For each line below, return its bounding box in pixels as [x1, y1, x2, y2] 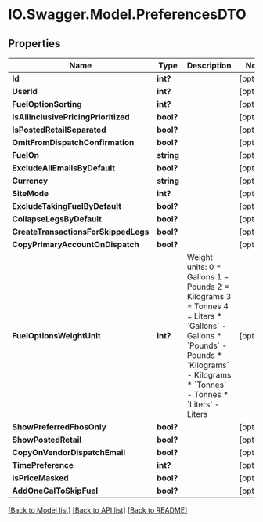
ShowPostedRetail [12, 434, 82, 445]
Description [186, 60, 232, 71]
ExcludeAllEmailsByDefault [12, 162, 116, 173]
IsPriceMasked [12, 473, 69, 484]
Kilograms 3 [186, 291, 232, 301]
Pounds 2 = [186, 281, 229, 292]
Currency [12, 175, 49, 186]
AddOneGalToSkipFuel [12, 485, 99, 496]
